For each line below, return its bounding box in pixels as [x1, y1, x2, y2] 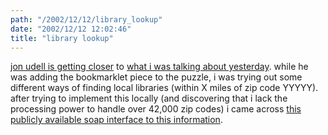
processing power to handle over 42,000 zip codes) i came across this [10, 103, 302, 115]
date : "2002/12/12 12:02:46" [10, 24, 132, 34]
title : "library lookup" [10, 33, 114, 43]
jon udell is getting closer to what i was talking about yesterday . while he [10, 61, 309, 73]
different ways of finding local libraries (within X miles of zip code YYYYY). [10, 82, 319, 94]
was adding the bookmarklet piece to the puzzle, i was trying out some [10, 71, 303, 83]
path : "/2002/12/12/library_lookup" [10, 14, 163, 25]
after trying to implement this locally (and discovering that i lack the [10, 92, 288, 105]
